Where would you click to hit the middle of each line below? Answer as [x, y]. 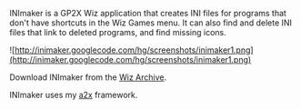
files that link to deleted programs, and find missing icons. [118, 32]
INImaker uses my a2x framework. [74, 95]
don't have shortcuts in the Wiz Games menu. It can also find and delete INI [151, 23]
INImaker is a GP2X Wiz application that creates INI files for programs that [148, 13]
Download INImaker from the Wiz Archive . [88, 77]
